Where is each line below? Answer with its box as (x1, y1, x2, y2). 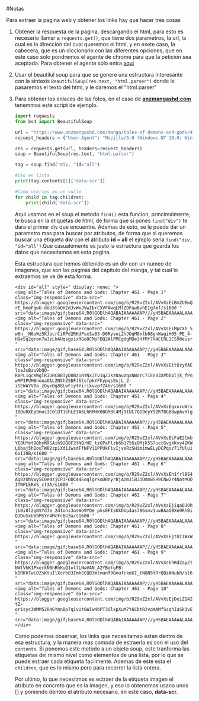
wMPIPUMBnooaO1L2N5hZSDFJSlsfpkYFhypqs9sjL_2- (14, 377, 132, 384)
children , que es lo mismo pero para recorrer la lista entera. (14, 664, 162, 671)
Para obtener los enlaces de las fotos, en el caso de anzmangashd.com (14, 95, 191, 102)
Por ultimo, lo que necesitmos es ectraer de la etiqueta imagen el (14, 675, 174, 683)
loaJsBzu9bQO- (14, 367, 50, 373)
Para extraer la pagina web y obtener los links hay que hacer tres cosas (6, 17, 181, 23)
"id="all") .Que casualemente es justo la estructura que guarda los (14, 242, 179, 249)
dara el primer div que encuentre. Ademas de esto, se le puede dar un (14, 223, 187, 230)
